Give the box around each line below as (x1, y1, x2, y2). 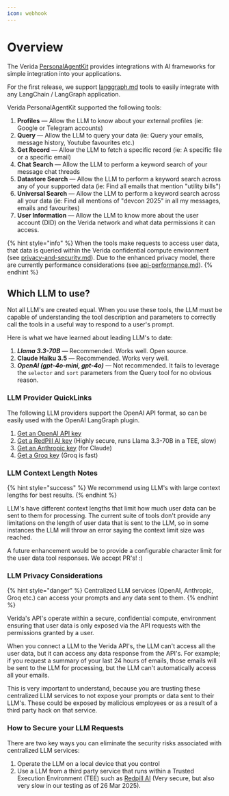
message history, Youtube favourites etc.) (16, 138, 135, 146)
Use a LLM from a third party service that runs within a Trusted (16, 767, 195, 775)
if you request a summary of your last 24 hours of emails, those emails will (7, 656, 217, 665)
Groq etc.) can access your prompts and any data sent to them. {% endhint (7, 593, 219, 602)
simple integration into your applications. (7, 69, 122, 77)
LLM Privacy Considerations (7, 571, 103, 580)
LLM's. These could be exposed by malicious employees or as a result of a (7, 699, 217, 707)
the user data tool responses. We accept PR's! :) (7, 554, 144, 562)
